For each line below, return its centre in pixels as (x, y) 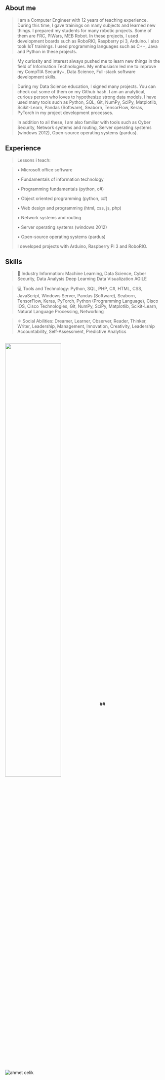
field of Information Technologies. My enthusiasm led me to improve (87, 66)
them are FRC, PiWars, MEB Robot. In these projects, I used (78, 36)
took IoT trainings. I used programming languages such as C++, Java (87, 46)
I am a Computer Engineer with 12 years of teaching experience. (82, 20)
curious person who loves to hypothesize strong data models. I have (87, 97)
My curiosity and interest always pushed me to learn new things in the (89, 61)
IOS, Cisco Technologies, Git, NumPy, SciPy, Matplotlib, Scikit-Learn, (87, 306)
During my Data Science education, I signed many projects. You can (86, 86)
